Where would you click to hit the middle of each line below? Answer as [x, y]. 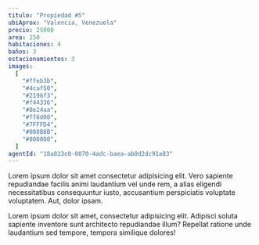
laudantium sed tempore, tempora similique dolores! [92, 232]
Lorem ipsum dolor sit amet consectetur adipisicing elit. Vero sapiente [121, 176]
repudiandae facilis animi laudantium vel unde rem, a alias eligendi [115, 184]
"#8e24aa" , [40, 110]
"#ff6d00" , [40, 117]
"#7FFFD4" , [40, 124]
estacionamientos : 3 [42, 59]
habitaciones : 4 [34, 45]
